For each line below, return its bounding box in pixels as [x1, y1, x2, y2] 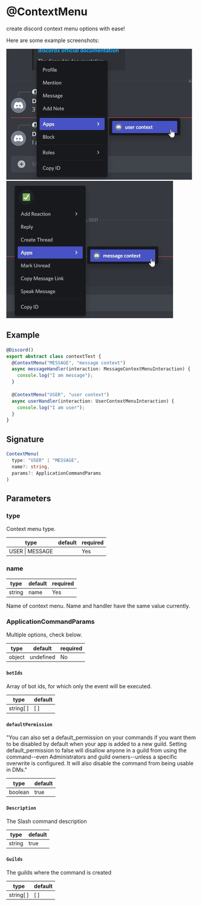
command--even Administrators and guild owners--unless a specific [6, 753, 177, 760]
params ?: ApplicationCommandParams [11, 470, 102, 476]
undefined [30, 653, 56, 660]
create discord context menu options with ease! [6, 25, 125, 32]
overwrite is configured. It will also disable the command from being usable [6, 760, 194, 767]
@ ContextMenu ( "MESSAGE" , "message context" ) [11, 360, 126, 366]
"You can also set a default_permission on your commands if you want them [6, 734, 197, 742]
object [8, 653, 25, 660]
